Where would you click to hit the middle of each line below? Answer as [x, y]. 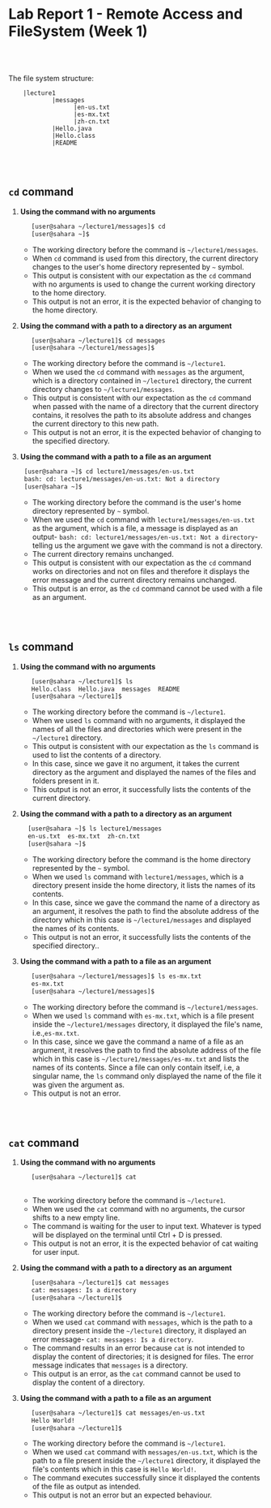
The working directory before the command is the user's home [137, 502]
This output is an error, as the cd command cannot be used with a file [147, 588]
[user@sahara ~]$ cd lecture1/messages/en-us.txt [109, 472]
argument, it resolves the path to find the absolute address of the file [146, 1050]
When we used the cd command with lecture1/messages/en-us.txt [144, 519]
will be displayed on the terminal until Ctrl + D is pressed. [127, 1235]
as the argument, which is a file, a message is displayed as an [135, 528]
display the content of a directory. [89, 1382]
